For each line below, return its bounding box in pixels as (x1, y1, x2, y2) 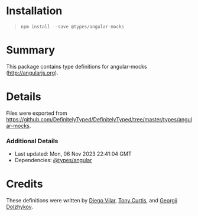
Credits (6, 178, 43, 191)
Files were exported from (6, 109, 67, 117)
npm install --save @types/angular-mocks (20, 24, 124, 30)
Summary (6, 43, 55, 57)
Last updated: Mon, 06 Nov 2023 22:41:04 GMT (14, 150, 132, 157)
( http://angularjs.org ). (6, 69, 59, 76)
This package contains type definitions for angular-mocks (6, 63, 147, 70)
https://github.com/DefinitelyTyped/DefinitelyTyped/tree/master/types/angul (6, 115, 192, 122)
